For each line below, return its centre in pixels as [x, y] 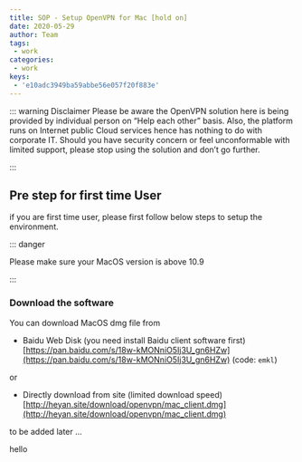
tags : [19, 43]
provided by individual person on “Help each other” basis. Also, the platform [151, 120]
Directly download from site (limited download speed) [123, 394]
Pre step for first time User [85, 196]
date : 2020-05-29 [42, 26]
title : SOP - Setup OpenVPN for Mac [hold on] [99, 18]
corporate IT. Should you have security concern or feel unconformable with [150, 140]
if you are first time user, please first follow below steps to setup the [136, 217]
